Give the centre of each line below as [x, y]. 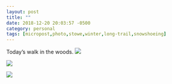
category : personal [31, 28]
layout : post [23, 12]
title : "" [19, 17]
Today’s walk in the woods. [40, 52]
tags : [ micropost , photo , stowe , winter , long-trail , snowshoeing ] [86, 34]
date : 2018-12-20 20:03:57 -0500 [48, 23]
